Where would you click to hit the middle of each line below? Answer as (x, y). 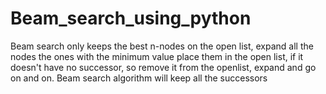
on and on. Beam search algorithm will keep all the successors (139, 78)
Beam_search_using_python (131, 18)
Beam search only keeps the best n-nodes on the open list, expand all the (162, 46)
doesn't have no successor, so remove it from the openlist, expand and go (163, 67)
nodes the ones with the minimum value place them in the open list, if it (157, 56)
